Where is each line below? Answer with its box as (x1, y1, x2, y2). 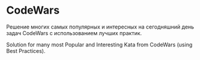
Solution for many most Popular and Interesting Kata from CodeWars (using (6, 41, 193, 48)
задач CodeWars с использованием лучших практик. (6, 29, 142, 36)
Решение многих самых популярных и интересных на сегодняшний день (6, 23, 194, 30)
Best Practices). (6, 47, 46, 54)
